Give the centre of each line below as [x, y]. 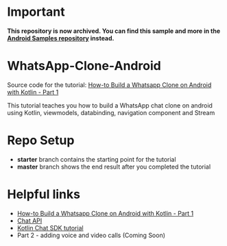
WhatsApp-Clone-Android [84, 66]
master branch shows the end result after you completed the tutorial [114, 167]
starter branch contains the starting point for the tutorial [96, 159]
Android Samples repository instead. [61, 38]
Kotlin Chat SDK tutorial [50, 227]
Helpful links [44, 194]
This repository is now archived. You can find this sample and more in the [114, 31]
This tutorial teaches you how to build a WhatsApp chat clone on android [110, 105]
